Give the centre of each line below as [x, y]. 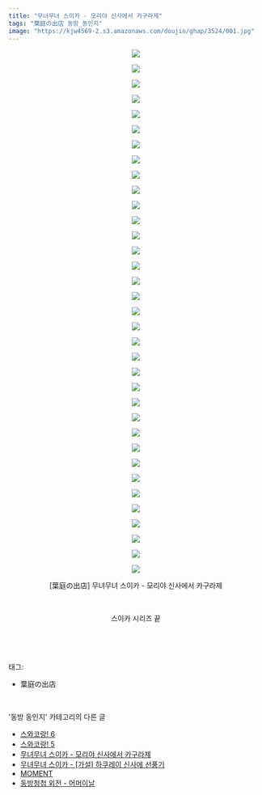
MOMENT [36, 774]
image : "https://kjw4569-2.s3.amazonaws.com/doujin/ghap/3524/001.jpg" [131, 31]
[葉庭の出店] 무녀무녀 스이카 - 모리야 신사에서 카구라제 [136, 586]
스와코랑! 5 [37, 744]
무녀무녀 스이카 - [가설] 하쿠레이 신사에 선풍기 [92, 764]
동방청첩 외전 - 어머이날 [57, 783]
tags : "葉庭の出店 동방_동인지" [55, 23]
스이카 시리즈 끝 [136, 619]
